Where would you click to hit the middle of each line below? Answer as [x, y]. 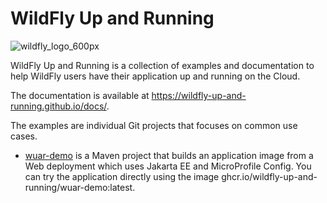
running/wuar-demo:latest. [80, 187]
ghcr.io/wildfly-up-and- [269, 176]
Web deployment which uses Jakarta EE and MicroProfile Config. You [168, 166]
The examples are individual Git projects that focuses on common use [154, 125]
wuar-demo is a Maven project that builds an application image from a [169, 155]
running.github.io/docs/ [58, 106]
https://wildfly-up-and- [199, 95]
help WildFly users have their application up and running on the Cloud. [155, 76]
